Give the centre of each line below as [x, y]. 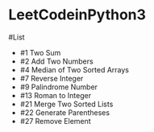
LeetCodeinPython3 [77, 15]
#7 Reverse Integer [52, 78]
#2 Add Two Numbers [57, 61]
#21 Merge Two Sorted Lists [67, 104]
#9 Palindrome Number [59, 87]
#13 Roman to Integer [55, 95]
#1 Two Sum [40, 52]
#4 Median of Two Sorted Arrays [75, 69]
